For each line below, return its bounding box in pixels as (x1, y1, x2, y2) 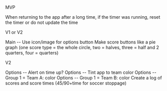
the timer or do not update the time (5, 20, 78, 25)
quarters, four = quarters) (5, 50, 59, 56)
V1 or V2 (5, 29, 23, 35)
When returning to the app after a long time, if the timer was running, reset (5, 14, 160, 20)
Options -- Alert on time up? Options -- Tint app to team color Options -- (5, 69, 157, 75)
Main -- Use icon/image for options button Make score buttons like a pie (5, 39, 156, 45)
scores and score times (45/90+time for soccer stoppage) (5, 80, 127, 86)
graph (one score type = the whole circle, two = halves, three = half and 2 (5, 44, 159, 50)
